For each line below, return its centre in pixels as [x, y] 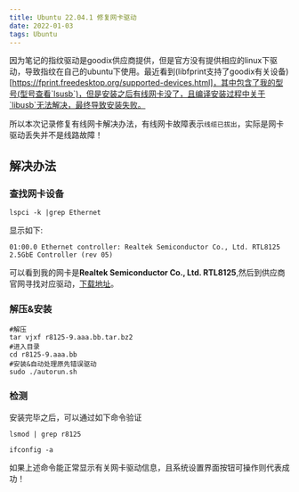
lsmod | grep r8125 [45, 434]
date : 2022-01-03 [41, 26]
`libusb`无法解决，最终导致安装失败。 [77, 105]
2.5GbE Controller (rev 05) [61, 255]
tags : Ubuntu [33, 34]
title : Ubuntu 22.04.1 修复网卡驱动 [73, 17]
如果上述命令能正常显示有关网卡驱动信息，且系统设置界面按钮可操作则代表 [145, 467]
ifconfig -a [31, 450]
